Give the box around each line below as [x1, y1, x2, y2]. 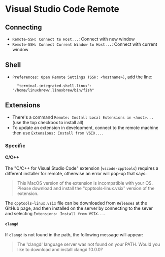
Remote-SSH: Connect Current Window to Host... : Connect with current [12, 41, 158, 47]
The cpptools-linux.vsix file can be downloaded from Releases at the [5, 200, 148, 206]
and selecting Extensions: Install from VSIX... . [5, 210, 106, 216]
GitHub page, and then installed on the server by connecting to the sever [5, 205, 153, 211]
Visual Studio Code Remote [5, 3, 120, 15]
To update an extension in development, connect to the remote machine [12, 125, 159, 130]
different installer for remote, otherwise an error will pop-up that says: [5, 170, 147, 176]
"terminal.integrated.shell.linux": [17, 83, 92, 88]
